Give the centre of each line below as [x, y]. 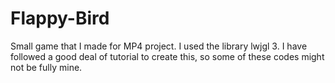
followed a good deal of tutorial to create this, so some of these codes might [167, 56]
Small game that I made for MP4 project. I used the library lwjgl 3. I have [159, 46]
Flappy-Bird [60, 18]
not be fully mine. [46, 67]
